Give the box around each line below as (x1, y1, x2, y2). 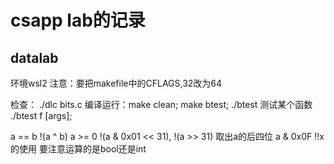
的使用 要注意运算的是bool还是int (10, 143, 147, 155)
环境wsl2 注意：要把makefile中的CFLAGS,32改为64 (10, 77, 223, 89)
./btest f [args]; (10, 110, 73, 121)
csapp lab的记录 (10, 9, 146, 32)
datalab (10, 49, 59, 66)
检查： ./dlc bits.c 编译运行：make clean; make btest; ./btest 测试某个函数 (10, 99, 313, 110)
